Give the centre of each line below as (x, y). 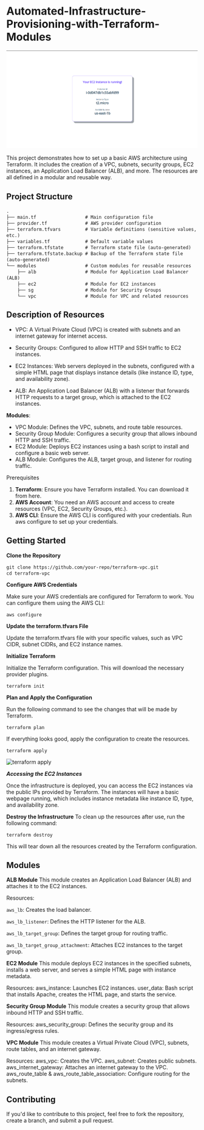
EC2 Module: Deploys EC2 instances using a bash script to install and (102, 446)
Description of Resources (56, 315)
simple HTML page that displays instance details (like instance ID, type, (104, 372)
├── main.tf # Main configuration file (80, 217)
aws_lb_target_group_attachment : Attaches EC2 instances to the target (95, 945)
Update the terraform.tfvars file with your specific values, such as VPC (95, 638)
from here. (28, 496)
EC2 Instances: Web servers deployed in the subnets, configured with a (105, 366)
